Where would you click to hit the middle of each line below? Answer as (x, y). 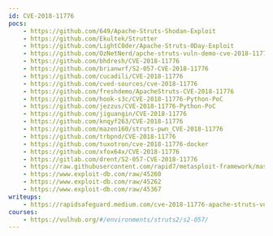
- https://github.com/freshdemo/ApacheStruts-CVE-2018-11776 (128, 91)
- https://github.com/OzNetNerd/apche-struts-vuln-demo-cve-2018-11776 (147, 54)
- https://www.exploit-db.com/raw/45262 (92, 182)
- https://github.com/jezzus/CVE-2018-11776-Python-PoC (120, 106)
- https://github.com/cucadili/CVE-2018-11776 (103, 76)
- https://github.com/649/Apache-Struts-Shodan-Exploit (120, 31)
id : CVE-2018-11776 (41, 16)
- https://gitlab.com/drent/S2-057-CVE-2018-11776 (110, 159)
